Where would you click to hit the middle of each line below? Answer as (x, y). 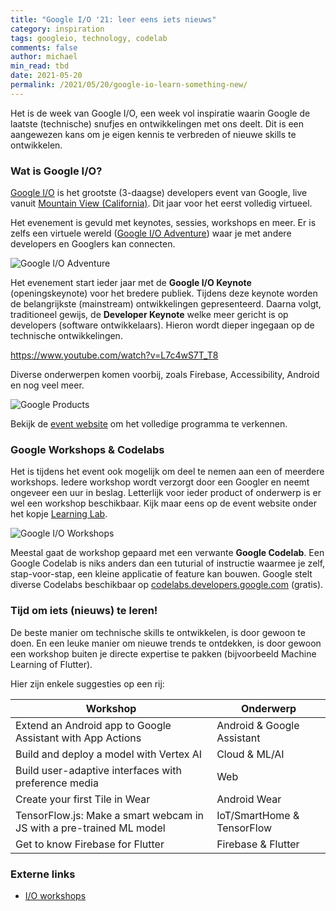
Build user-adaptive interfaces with (98, 770)
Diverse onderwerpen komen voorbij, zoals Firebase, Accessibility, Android (165, 375)
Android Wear (249, 799)
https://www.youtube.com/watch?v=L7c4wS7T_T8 (114, 355)
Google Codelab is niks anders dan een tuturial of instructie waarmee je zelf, (168, 563)
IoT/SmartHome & (258, 815)
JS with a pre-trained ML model (90, 828)
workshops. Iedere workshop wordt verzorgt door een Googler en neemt (160, 482)
